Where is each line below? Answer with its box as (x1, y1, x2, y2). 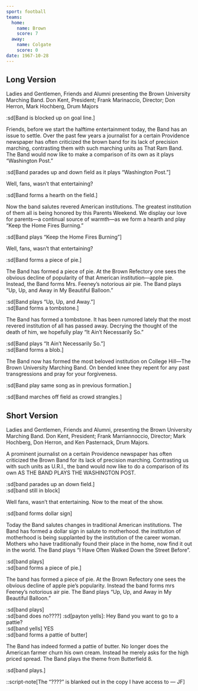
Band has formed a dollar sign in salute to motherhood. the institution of (6, 528, 181, 535)
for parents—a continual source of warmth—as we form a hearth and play (6, 216, 186, 223)
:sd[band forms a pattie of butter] (6, 631, 87, 638)
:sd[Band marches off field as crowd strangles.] (6, 393, 122, 400)
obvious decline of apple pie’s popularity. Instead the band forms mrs (6, 582, 175, 589)
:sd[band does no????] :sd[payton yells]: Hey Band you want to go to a (6, 612, 178, 619)
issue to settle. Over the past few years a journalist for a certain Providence (6, 132, 190, 139)
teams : (6, 14, 22, 20)
